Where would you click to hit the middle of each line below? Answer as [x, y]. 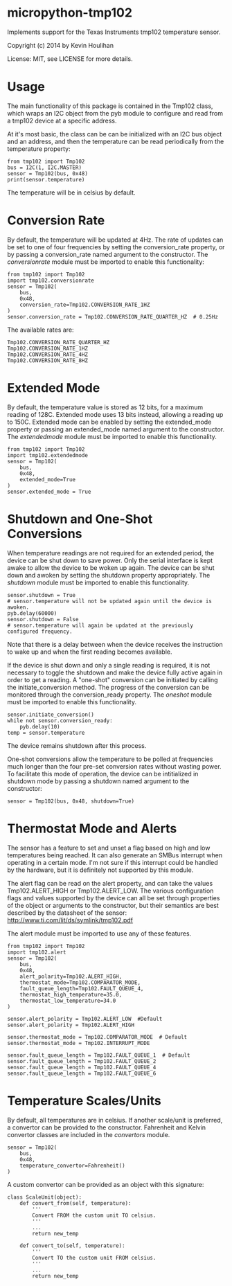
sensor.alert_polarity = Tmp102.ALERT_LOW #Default [85, 1019]
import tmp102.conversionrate [51, 280]
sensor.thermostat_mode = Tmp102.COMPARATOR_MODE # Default [97, 1037]
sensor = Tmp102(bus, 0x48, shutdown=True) [71, 801]
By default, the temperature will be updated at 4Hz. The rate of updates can [115, 240]
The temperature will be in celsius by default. [72, 193]
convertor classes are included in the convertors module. [89, 1134]
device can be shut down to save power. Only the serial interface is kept [110, 560]
